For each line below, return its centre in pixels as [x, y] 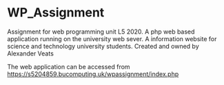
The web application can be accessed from [69, 66]
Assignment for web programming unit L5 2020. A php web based [101, 32]
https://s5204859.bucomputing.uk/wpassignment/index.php [93, 74]
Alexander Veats [30, 53]
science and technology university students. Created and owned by [103, 46]
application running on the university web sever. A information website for [112, 38]
